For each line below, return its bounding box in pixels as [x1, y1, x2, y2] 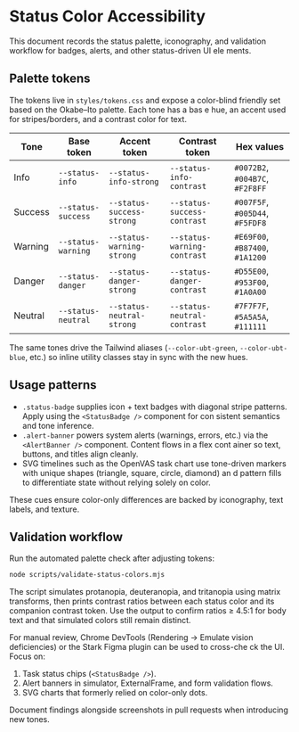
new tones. [9, 714, 51, 725]
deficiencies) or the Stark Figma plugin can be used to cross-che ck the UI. [9, 642, 285, 653]
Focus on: [9, 651, 46, 662]
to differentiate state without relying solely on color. [21, 477, 211, 488]
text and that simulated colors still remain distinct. [9, 615, 191, 626]
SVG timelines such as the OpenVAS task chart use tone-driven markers [21, 457, 287, 469]
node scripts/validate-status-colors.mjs [9, 571, 166, 580]
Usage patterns [9, 377, 97, 393]
